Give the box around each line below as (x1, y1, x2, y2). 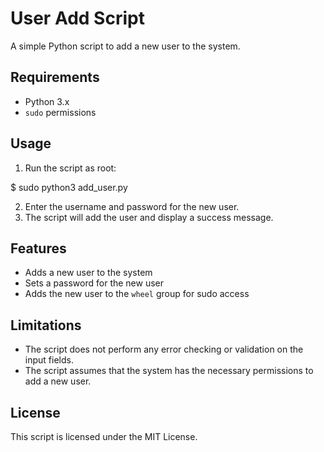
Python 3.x (24, 95, 70, 107)
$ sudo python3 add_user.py (10, 181, 128, 193)
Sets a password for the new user (24, 277, 165, 289)
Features (10, 240, 67, 257)
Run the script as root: (24, 162, 117, 174)
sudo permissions (24, 106, 97, 118)
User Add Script (10, 7, 145, 30)
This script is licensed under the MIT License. (10, 431, 198, 442)
